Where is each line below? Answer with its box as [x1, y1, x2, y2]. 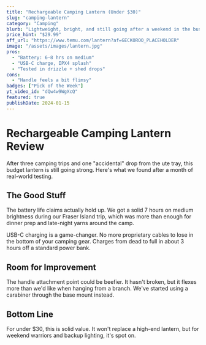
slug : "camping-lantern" [6, 15, 70, 21]
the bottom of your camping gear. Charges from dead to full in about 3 [6, 238, 185, 245]
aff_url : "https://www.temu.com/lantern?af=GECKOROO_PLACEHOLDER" [6, 37, 180, 43]
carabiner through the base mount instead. [6, 291, 115, 299]
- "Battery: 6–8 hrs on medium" [12, 54, 95, 61]
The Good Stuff [6, 190, 66, 201]
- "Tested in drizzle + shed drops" [12, 65, 105, 72]
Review [6, 139, 45, 153]
